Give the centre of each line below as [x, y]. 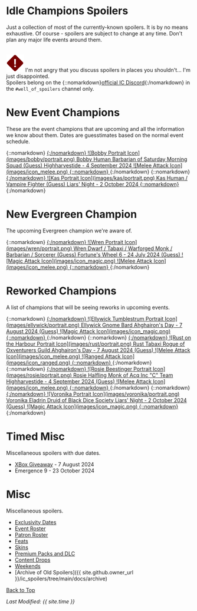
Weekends [27, 566]
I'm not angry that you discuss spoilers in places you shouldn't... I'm [108, 70]
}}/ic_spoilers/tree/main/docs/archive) [61, 579]
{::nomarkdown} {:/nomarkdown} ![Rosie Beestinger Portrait [79, 369]
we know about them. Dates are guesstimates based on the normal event [95, 135]
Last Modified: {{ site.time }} [41, 601]
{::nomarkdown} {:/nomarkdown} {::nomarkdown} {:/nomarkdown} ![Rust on [99, 337]
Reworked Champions [61, 291]
